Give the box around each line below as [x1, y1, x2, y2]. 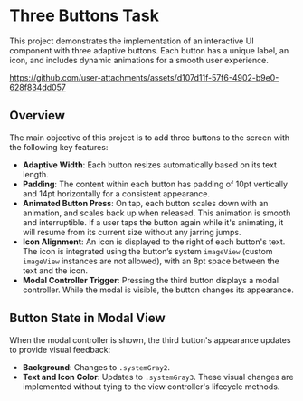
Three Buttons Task [9, 5, 160, 26]
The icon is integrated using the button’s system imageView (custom [22, 245, 273, 256]
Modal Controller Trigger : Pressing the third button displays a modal [22, 274, 279, 285]
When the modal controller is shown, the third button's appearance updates [9, 334, 291, 345]
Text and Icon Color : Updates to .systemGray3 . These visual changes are [22, 371, 294, 382]
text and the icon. [22, 264, 89, 276]
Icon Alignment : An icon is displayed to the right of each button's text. [22, 236, 286, 247]
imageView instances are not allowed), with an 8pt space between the [22, 255, 280, 266]
